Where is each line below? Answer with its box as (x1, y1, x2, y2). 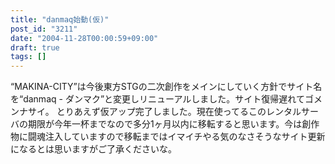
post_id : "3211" (10, 24, 78, 34)
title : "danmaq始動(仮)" (10, 14, 110, 25)
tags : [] (10, 52, 47, 62)
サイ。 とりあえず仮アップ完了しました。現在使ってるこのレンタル (27, 106, 302, 118)
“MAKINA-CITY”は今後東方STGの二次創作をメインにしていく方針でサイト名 (10, 81, 323, 93)
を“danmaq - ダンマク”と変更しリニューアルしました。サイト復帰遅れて (10, 93, 305, 105)
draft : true (10, 42, 60, 53)
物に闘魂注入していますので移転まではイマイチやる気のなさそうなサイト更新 (10, 131, 326, 143)
